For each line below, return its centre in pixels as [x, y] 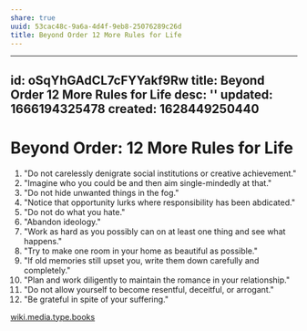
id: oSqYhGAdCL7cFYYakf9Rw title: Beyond [138, 80]
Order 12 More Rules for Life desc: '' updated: [142, 94]
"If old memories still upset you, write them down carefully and [141, 260]
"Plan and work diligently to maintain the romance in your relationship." [157, 280]
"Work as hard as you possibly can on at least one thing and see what [154, 231]
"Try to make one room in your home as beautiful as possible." [140, 251]
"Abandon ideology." [62, 222]
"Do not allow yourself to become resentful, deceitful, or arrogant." [148, 289]
